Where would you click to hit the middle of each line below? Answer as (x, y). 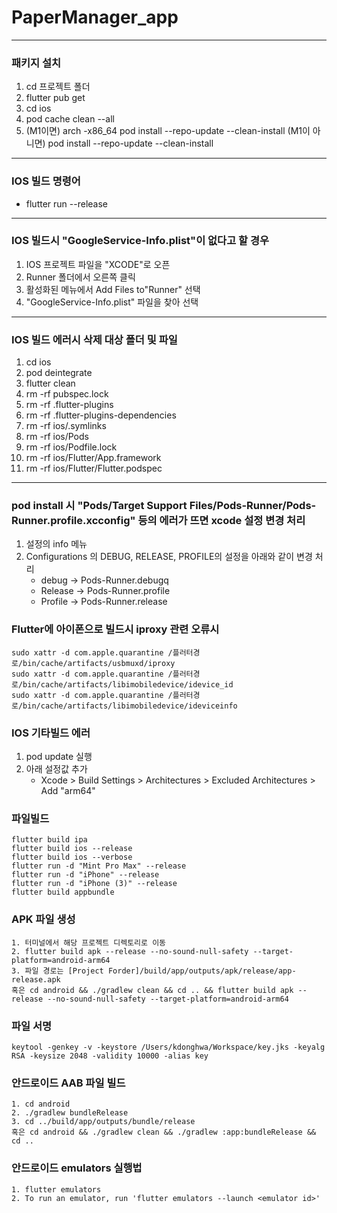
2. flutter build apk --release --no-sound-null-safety (130, 951)
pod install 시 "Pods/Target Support (99, 506)
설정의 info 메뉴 (56, 544)
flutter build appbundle (63, 892)
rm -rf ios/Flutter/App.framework (93, 458)
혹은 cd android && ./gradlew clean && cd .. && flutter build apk (152, 990)
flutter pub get (55, 98)
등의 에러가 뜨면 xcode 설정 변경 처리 (221, 521)
